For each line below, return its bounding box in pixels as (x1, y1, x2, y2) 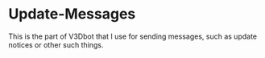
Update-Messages (8, 5, 136, 23)
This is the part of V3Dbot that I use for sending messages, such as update (8, 31, 258, 41)
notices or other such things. (8, 39, 104, 49)
